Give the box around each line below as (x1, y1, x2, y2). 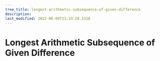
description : (5, 12, 32, 16)
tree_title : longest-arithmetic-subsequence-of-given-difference (5, 7, 140, 12)
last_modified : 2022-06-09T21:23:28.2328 (5, 16, 91, 21)
